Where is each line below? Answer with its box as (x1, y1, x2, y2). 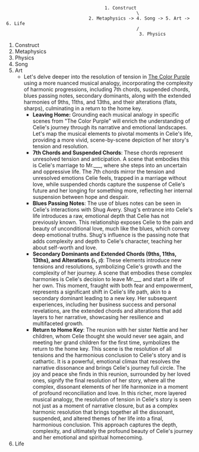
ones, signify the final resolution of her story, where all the (32, 377, 175, 384)
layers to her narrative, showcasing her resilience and (32, 314, 164, 320)
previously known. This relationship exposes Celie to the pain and (32, 219, 194, 226)
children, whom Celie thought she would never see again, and (32, 333, 184, 339)
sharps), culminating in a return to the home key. (23, 105, 143, 112)
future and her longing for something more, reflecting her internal (32, 187, 193, 194)
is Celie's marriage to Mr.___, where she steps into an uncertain (32, 162, 187, 169)
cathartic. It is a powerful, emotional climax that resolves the (32, 358, 180, 365)
